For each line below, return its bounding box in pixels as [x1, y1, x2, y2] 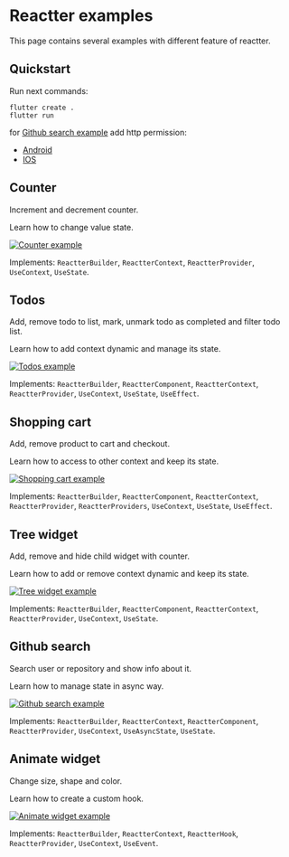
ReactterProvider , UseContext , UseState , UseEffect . [9, 388, 200, 399]
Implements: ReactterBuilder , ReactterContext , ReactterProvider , [9, 257, 255, 268]
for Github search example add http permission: [9, 127, 187, 137]
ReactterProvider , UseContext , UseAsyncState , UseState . [9, 725, 216, 736]
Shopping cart [9, 414, 92, 429]
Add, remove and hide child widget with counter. [9, 551, 190, 561]
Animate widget [9, 751, 101, 767]
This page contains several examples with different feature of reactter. [9, 35, 271, 46]
